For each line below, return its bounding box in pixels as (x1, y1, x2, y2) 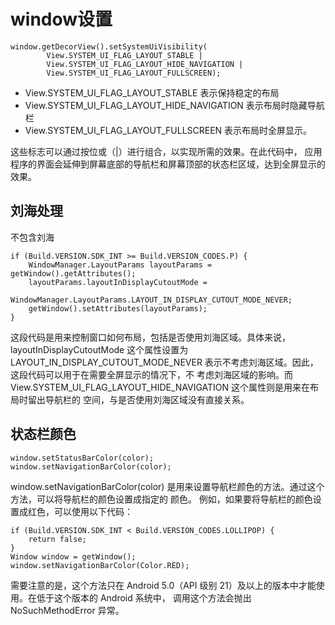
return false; (28, 534, 87, 544)
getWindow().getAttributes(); (10, 268, 137, 279)
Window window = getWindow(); (10, 551, 137, 562)
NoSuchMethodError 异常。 (10, 604, 125, 616)
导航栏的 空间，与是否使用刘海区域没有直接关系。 (44, 393, 250, 405)
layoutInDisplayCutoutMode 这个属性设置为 (10, 343, 189, 355)
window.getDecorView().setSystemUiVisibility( (10, 41, 208, 52)
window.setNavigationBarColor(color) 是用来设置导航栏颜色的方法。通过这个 (10, 480, 325, 492)
